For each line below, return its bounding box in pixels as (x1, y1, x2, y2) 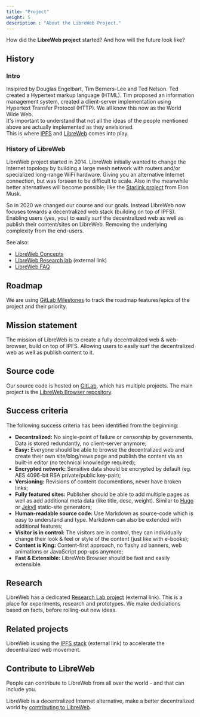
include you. (6, 686, 37, 693)
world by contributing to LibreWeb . (6, 704, 91, 711)
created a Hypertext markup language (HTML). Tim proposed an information (6, 92, 195, 99)
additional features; (14, 522, 63, 530)
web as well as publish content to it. (6, 349, 94, 356)
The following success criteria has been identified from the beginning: (6, 422, 179, 429)
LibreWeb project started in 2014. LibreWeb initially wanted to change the (6, 158, 186, 165)
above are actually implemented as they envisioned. (6, 123, 134, 131)
